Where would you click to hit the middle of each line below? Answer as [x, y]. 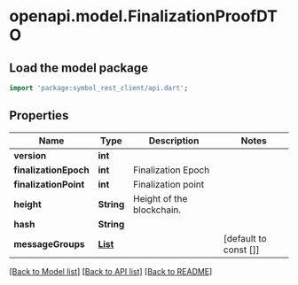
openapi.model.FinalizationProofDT [143, 16]
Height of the [160, 198]
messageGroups [49, 243]
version [30, 155]
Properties [39, 116]
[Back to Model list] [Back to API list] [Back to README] [111, 271]
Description [174, 141]
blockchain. [157, 210]
